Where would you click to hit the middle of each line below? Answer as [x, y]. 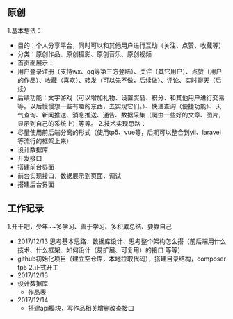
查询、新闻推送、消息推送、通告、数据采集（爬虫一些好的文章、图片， [124, 115]
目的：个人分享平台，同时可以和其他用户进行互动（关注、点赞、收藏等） [121, 45]
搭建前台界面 [35, 167]
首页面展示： [35, 63]
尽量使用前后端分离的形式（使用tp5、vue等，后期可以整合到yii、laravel [119, 132]
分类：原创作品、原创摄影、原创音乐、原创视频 [84, 54]
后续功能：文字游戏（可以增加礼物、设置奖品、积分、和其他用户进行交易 [121, 97]
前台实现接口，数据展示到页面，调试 [69, 175]
